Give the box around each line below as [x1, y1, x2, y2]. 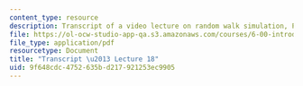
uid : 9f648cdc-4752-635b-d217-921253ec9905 [9, 64, 176, 73]
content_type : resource [9, 13, 99, 22]
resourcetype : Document [9, 47, 99, 56]
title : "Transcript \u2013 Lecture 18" [9, 55, 160, 64]
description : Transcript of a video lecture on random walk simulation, [9, 21, 289, 30]
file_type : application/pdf [9, 38, 115, 47]
